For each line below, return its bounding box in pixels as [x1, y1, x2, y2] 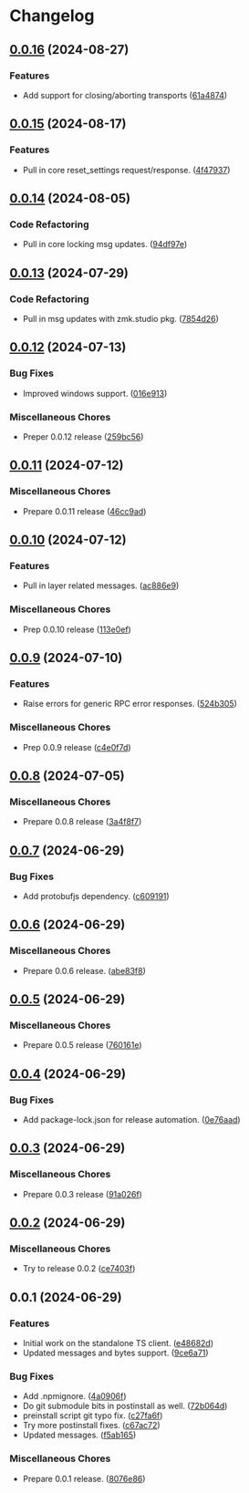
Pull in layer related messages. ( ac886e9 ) [22, 580, 180, 591]
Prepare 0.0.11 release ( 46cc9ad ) [22, 505, 147, 516]
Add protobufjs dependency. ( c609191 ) [22, 890, 171, 901]
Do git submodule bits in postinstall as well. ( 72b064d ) [22, 1401, 228, 1412]
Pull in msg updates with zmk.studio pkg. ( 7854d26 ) [22, 313, 219, 324]
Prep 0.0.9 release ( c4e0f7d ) [22, 741, 131, 752]
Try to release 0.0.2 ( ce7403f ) [22, 1263, 136, 1274]
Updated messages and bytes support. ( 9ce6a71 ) [22, 1347, 209, 1359]
